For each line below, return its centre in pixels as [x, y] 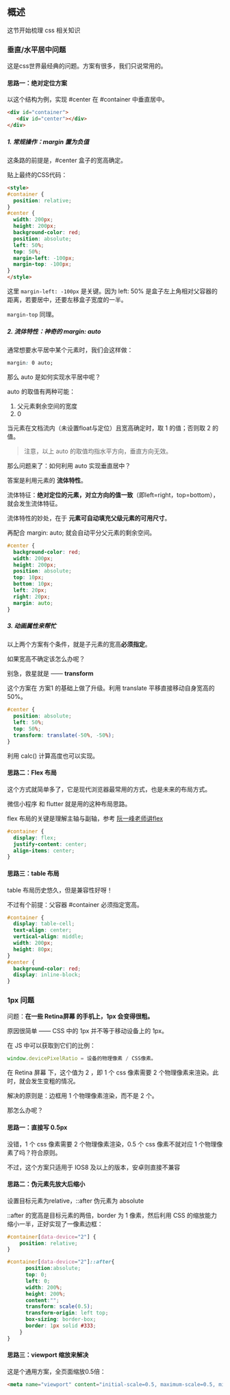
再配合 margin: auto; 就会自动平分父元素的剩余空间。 [81, 532]
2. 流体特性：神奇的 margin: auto [54, 331]
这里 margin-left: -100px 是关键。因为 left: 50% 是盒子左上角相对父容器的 [112, 291]
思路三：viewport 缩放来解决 [48, 1355]
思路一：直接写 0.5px [37, 1127]
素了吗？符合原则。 [34, 1153]
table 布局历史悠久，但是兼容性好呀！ [60, 890]
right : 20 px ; [32, 597]
